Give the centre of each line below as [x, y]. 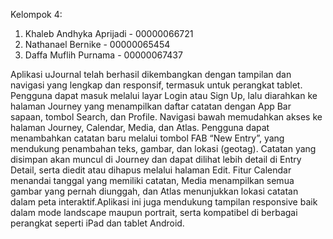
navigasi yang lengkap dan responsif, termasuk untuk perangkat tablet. [156, 85]
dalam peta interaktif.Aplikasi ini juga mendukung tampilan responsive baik [164, 202]
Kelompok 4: [36, 14]
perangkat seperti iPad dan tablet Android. [97, 223]
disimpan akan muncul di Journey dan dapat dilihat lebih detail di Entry [156, 159]
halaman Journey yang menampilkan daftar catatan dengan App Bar [151, 106]
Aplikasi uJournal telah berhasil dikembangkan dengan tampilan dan [151, 74]
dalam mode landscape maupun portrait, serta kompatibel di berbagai [154, 212]
